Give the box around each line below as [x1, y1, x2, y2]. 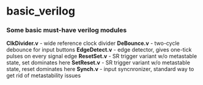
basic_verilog [6, 4, 75, 18]
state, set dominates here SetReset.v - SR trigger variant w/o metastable [6, 59, 191, 66]
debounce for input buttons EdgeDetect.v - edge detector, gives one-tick [6, 46, 192, 53]
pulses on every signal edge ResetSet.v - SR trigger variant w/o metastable [6, 53, 197, 60]
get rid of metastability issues [6, 72, 81, 80]
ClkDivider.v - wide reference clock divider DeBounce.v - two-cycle [6, 39, 180, 47]
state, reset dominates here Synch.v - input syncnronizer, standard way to [6, 66, 194, 73]
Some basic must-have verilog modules [6, 26, 127, 35]
